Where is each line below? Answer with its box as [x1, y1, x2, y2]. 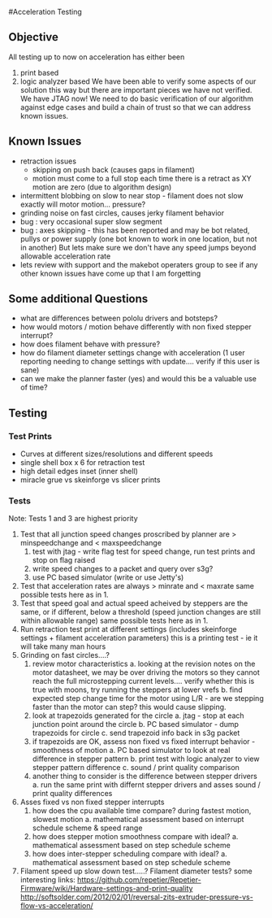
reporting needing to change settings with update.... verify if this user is [19, 357, 260, 367]
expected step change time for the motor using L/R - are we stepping [32, 694, 264, 703]
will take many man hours [19, 642, 106, 651]
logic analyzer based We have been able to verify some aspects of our [19, 76, 257, 86]
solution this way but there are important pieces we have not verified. [19, 85, 253, 94]
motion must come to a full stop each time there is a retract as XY [32, 173, 252, 183]
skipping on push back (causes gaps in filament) [32, 164, 195, 174]
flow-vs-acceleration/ [19, 901, 93, 911]
